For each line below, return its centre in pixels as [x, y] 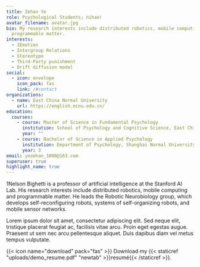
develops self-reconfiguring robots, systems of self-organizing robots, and [98, 203]
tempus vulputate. [28, 240]
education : [20, 111]
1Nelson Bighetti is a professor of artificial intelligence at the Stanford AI [94, 184]
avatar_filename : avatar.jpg [42, 23]
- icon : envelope [33, 78]
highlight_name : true [33, 167]
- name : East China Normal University [60, 100]
